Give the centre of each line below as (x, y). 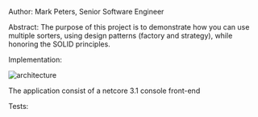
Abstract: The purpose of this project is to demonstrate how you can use (129, 27)
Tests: (19, 106)
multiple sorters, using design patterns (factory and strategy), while (121, 36)
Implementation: (35, 60)
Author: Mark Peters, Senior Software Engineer (86, 12)
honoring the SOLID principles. (59, 44)
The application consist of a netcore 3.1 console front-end (104, 91)
